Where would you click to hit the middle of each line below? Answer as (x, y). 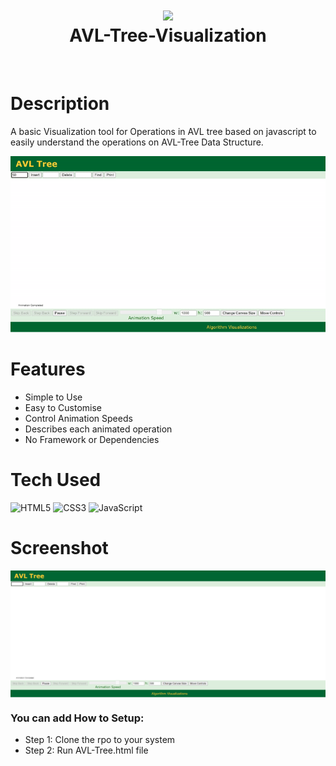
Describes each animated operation (98, 429)
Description (60, 104)
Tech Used (56, 480)
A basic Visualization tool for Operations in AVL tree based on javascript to (163, 131)
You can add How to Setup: (77, 718)
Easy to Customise (63, 408)
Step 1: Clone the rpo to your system (100, 739)
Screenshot (59, 548)
